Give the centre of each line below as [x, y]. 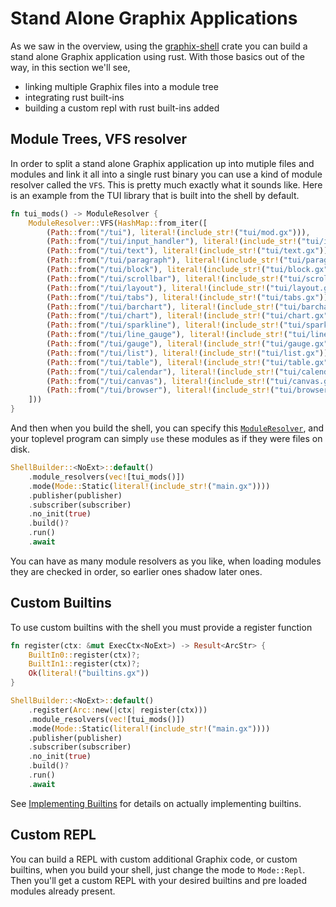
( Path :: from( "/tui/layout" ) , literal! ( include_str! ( [158, 288]
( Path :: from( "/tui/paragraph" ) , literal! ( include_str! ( [165, 260]
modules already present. [63, 891]
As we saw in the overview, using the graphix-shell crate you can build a [159, 46]
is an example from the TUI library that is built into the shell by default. [155, 195]
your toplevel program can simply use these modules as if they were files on [166, 438]
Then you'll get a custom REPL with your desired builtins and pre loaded [159, 880]
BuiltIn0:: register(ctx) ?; [84, 655]
